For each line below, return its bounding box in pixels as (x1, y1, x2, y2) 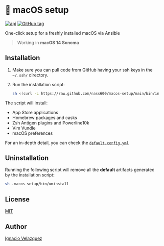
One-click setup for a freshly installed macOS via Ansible (5, 30, 120, 36)
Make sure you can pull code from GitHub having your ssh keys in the (12, 67, 153, 73)
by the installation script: (5, 172, 55, 178)
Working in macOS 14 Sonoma (17, 39, 79, 46)
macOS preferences (12, 130, 53, 136)
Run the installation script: (12, 81, 65, 87)
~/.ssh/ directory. (12, 72, 48, 78)
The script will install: (5, 100, 48, 106)
